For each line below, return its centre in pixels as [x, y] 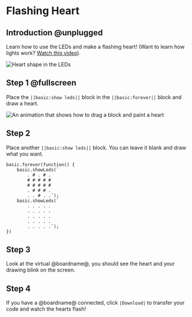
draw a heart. [22, 103]
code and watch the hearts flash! [46, 309]
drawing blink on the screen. [41, 270]
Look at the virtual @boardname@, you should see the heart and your [90, 264]
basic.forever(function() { [41, 164]
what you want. [25, 154]
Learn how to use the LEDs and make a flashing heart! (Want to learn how [95, 47]
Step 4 [19, 288]
